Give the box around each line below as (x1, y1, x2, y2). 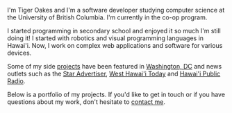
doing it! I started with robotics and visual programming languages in (7, 34, 204, 42)
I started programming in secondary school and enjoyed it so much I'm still (7, 27, 221, 35)
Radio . (7, 77, 26, 85)
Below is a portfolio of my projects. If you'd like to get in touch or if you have (7, 90, 226, 98)
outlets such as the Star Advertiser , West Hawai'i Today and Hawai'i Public (7, 69, 221, 78)
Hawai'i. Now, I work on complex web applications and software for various (7, 42, 223, 49)
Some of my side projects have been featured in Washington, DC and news (7, 62, 222, 70)
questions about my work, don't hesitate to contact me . (7, 98, 165, 106)
